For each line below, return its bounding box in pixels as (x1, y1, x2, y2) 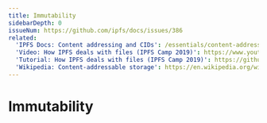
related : (8, 33, 37, 42)
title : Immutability (8, 11, 77, 20)
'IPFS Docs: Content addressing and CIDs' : (15, 41, 161, 49)
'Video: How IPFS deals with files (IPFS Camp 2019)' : (15, 48, 201, 56)
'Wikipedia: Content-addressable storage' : (15, 63, 161, 71)
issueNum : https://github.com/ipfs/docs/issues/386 (8, 26, 183, 34)
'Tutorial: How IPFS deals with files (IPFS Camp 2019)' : (15, 56, 212, 64)
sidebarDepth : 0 (8, 19, 62, 27)
